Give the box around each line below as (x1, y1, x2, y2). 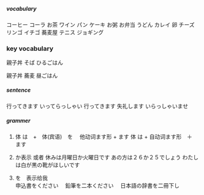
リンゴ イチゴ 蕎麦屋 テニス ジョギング (6, 28, 104, 36)
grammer (6, 117, 31, 124)
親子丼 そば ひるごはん (6, 59, 63, 67)
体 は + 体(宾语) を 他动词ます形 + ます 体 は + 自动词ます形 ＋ (15, 133, 193, 141)
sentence (6, 86, 31, 94)
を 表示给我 (15, 174, 48, 182)
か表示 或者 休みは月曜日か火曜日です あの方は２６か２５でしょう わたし (15, 153, 199, 161)
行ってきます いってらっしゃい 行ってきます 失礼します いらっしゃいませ (6, 103, 189, 110)
